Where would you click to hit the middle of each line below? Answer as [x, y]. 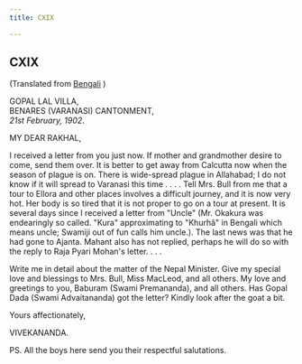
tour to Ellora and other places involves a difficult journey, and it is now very [150, 194]
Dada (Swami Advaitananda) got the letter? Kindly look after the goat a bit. [147, 298]
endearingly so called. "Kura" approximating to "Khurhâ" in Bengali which [146, 223]
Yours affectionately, [47, 315]
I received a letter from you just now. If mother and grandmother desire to [146, 155]
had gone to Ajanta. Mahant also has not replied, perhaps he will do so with [149, 242]
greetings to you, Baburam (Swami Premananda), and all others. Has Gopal [149, 288]
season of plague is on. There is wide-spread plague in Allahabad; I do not [148, 175]
